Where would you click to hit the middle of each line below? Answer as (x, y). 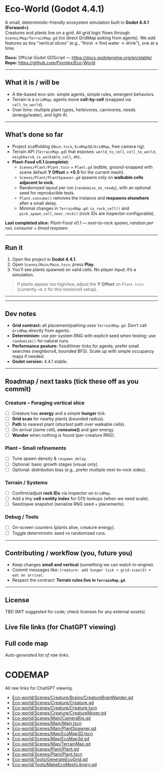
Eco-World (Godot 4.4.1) (55, 9)
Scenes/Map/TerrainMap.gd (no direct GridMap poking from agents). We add (80, 38)
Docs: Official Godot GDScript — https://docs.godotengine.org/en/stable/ (79, 57)
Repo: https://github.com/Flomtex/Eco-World (50, 63)
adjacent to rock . (37, 182)
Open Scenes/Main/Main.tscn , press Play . (53, 264)
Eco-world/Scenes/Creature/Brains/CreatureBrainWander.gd (73, 698)
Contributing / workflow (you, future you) (69, 553)
